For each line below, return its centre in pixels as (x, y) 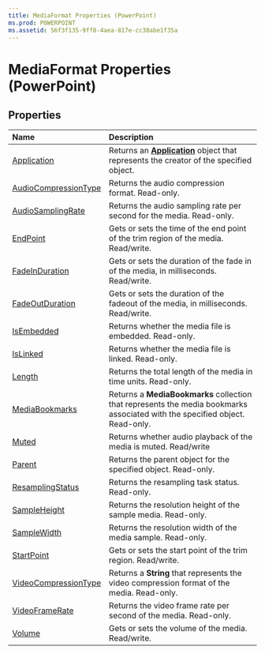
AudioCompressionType (57, 188)
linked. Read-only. (143, 359)
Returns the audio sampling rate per (175, 206)
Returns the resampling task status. (174, 483)
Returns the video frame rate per (170, 606)
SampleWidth (37, 532)
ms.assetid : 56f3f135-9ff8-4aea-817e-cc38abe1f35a (93, 30)
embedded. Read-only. (152, 336)
